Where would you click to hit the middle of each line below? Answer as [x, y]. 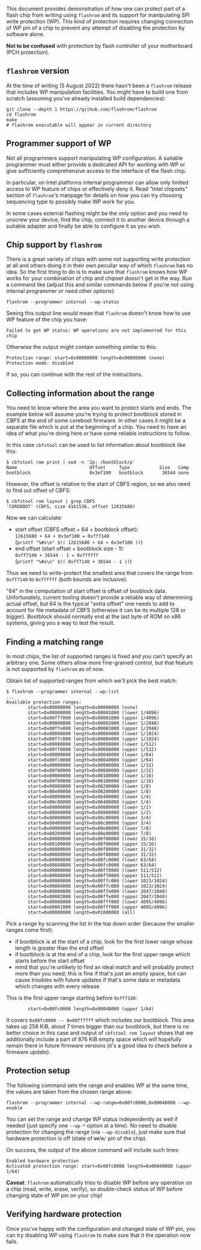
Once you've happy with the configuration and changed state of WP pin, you [101, 1228]
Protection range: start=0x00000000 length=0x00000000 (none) [85, 358]
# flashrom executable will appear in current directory [79, 125]
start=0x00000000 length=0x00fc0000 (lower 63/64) [92, 860]
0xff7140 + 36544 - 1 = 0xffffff [57, 556]
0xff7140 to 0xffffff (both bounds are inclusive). [67, 580]
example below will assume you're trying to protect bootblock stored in [94, 414]
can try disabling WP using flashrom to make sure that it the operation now [98, 1235]
